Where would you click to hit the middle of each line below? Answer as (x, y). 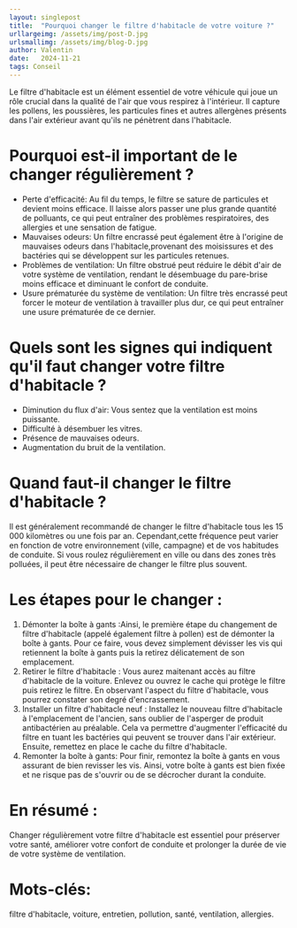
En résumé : (53, 810)
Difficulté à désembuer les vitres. (82, 428)
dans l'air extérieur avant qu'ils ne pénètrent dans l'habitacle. (121, 119)
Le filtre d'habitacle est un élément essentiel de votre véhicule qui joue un (144, 92)
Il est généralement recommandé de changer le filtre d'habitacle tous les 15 (146, 526)
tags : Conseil (35, 67)
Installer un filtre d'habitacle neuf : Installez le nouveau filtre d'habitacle (152, 709)
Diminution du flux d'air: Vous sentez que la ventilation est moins (140, 410)
